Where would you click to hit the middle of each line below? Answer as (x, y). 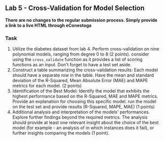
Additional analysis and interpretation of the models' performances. (81, 112)
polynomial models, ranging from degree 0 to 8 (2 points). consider (81, 54)
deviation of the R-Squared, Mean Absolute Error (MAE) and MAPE (80, 81)
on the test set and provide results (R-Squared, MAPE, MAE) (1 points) (83, 107)
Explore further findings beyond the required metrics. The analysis (80, 117)
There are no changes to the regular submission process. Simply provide (81, 20)
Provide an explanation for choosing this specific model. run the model (84, 101)
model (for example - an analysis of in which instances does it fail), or (83, 128)
